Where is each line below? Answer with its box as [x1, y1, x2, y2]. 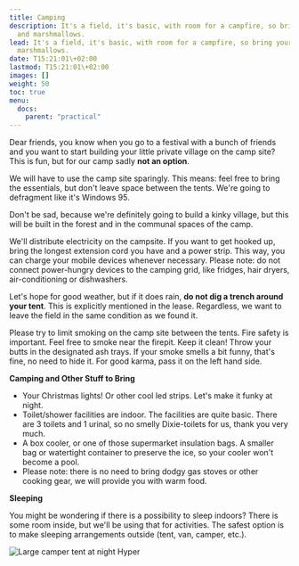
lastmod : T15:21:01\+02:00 [9, 63, 109, 72]
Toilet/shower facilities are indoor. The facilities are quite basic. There [21, 409, 278, 420]
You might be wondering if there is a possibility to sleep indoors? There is [9, 510, 279, 521]
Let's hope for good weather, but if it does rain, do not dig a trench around [9, 291, 284, 302]
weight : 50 [9, 79, 50, 88]
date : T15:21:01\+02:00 [9, 54, 98, 63]
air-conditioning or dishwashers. [9, 274, 128, 285]
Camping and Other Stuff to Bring [9, 373, 135, 384]
